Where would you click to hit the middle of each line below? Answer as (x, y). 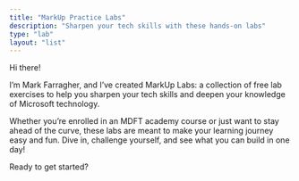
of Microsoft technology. (55, 104)
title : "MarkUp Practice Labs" (68, 17)
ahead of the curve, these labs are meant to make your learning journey (141, 131)
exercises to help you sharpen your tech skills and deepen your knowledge (148, 95)
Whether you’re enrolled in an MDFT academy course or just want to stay (144, 121)
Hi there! (25, 68)
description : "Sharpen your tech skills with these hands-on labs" (138, 26)
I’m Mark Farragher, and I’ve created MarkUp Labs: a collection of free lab (145, 85)
